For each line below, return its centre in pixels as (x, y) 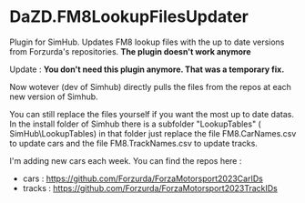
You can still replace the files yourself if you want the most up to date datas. (152, 114)
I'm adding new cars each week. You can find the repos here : (126, 160)
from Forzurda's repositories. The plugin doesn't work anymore (130, 51)
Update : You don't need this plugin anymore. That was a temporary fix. (147, 69)
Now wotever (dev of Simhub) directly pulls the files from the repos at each (150, 86)
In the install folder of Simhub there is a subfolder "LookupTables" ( (135, 124)
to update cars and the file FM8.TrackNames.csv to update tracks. (133, 143)
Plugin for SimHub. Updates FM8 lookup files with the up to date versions (147, 42)
